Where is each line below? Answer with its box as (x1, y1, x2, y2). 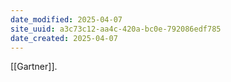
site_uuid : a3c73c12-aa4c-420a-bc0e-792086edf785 (10, 24, 222, 34)
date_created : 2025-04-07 (10, 33, 118, 43)
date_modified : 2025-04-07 (10, 14, 123, 25)
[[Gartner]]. (10, 61, 58, 73)
